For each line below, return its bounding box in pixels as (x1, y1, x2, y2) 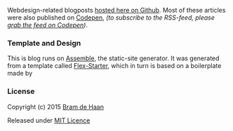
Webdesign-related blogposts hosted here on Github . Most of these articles (7, 6, 226, 14)
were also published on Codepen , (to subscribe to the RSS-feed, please (7, 13, 215, 22)
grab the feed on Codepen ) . (7, 21, 88, 29)
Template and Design (7, 38, 81, 48)
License (7, 87, 35, 97)
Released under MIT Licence (7, 116, 91, 125)
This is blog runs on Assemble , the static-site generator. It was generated (7, 54, 220, 62)
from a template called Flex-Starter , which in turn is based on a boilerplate (7, 62, 222, 70)
